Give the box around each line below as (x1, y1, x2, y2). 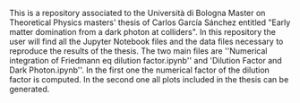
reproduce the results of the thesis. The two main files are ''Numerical (9, 46, 268, 56)
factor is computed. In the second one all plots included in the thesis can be (9, 74, 289, 84)
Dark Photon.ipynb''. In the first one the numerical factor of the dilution (9, 64, 270, 75)
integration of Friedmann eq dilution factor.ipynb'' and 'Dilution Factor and (9, 56, 282, 65)
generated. (9, 84, 50, 94)
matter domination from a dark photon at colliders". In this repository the (9, 27, 276, 37)
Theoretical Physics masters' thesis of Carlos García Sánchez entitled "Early (9, 17, 291, 28)
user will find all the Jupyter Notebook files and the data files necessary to (9, 36, 284, 47)
